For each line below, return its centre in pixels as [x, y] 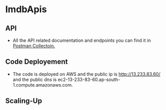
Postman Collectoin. [34, 46]
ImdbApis [26, 9]
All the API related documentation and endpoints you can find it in [82, 40]
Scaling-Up [24, 101]
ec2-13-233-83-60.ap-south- [89, 79]
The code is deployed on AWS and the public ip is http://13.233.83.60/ [87, 74]
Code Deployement [37, 62]
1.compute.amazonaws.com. [43, 85]
